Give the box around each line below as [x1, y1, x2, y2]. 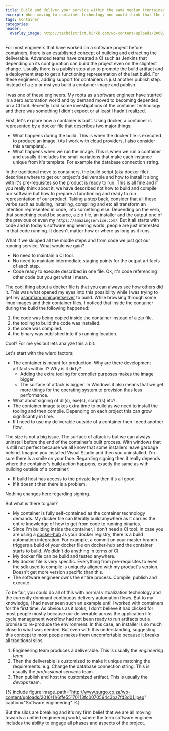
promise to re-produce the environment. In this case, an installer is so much [5, 621, 162, 627]
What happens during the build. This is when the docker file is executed [12, 133, 161, 138]
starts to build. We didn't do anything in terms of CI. [12, 547, 120, 554]
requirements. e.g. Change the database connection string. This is [12, 663, 150, 669]
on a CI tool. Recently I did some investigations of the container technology [5, 103, 161, 108]
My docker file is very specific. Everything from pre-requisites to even [12, 559, 158, 564]
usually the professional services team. [12, 669, 94, 674]
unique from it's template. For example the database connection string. [12, 159, 160, 165]
